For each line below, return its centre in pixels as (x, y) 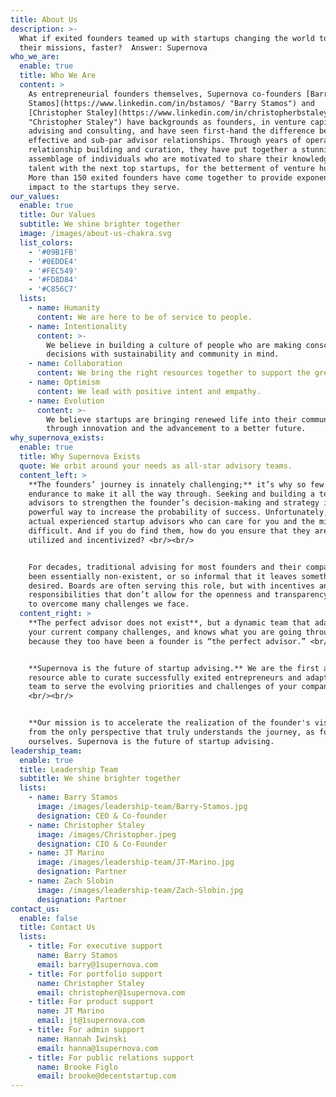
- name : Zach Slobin (71, 881)
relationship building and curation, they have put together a (163, 150)
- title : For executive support (95, 946)
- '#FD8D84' (53, 280)
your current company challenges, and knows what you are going (165, 632)
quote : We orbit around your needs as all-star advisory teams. (156, 466)
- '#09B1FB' (53, 252)
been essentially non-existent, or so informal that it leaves (163, 576)
